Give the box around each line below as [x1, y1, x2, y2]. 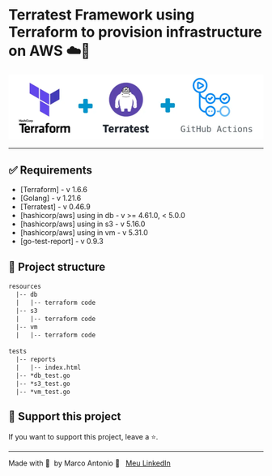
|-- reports [15, 355, 57, 364]
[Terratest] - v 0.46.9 [19, 202, 91, 212]
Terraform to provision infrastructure [8, 23, 263, 41]
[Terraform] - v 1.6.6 [19, 185, 87, 195]
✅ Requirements [8, 163, 93, 177]
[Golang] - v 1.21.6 [19, 193, 82, 204]
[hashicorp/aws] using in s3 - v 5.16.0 [19, 219, 146, 229]
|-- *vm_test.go [15, 388, 70, 397]
